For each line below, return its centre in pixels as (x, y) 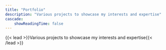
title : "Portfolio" (25, 10)
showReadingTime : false (39, 24)
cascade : (14, 19)
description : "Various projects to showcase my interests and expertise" (83, 14)
